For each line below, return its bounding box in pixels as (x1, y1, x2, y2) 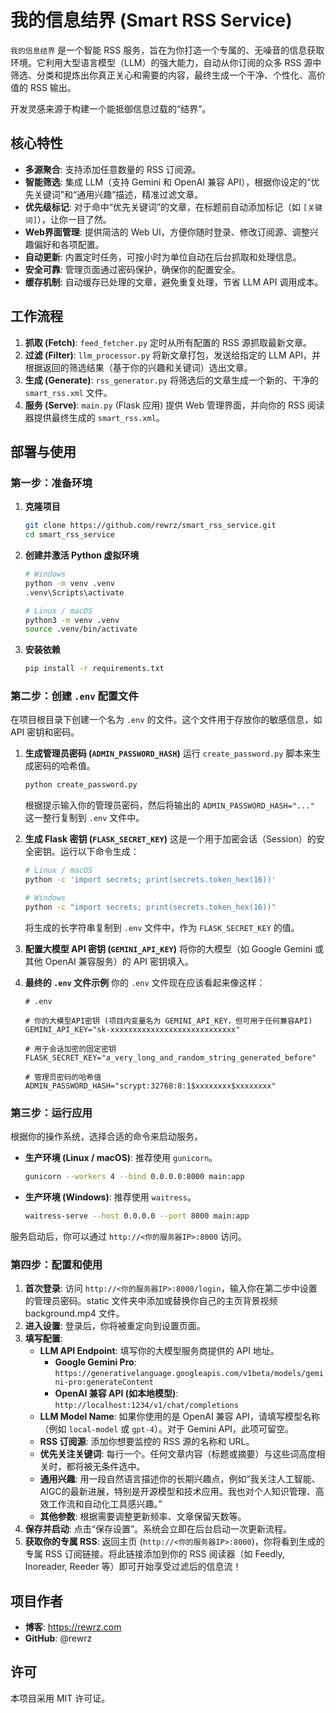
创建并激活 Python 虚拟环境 (24, 549, 140, 561)
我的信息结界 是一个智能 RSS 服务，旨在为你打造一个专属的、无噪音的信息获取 (10, 44, 325, 56)
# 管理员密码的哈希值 (24, 1072, 102, 1082)
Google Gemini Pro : (54, 1356, 137, 1368)
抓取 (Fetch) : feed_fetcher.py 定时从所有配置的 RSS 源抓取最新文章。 (24, 336, 312, 348)
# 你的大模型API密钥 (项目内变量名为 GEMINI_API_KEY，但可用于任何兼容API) (24, 1016, 313, 1026)
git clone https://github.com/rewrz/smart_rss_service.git (24, 521, 277, 531)
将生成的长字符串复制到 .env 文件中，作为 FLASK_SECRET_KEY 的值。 (24, 921, 300, 933)
